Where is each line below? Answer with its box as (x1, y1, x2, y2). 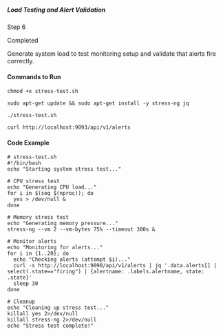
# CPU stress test (7, 178, 60, 185)
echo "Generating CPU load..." (7, 184, 97, 191)
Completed (7, 36, 39, 44)
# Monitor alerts (7, 238, 57, 245)
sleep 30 (13, 280, 39, 287)
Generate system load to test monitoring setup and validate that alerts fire (7, 49, 217, 58)
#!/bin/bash (7, 160, 41, 167)
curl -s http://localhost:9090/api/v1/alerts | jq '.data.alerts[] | (13, 262, 217, 269)
